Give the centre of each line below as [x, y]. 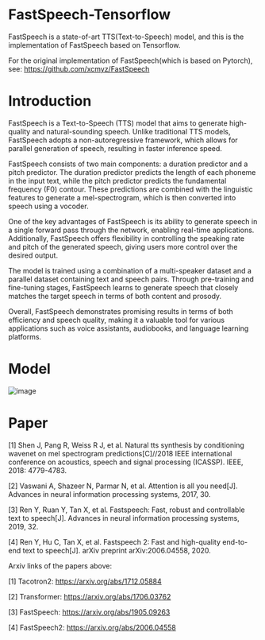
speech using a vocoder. [48, 206]
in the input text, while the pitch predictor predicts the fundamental [117, 180]
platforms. [25, 336]
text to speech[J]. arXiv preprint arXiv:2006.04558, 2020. [117, 550]
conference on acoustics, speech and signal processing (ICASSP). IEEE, [126, 462]
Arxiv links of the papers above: [60, 565]
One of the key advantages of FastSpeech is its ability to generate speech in [133, 221]
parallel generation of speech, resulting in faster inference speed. [115, 148]
